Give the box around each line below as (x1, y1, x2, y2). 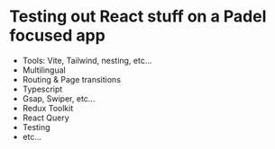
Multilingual (22, 65, 66, 75)
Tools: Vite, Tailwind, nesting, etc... (22, 55, 152, 66)
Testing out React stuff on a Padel (9, 6, 267, 27)
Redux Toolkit (22, 102, 74, 113)
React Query (22, 112, 69, 123)
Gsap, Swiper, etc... (22, 92, 96, 104)
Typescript (22, 83, 63, 94)
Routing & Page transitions (22, 74, 122, 84)
